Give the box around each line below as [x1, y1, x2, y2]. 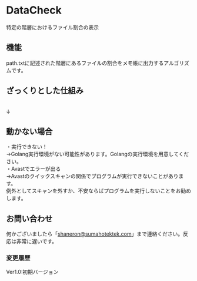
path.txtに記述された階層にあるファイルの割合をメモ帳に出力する [6, 59, 164, 67]
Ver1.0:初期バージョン [6, 269, 59, 276]
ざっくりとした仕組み [6, 86, 84, 96]
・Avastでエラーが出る [6, 166, 61, 173]
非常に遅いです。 [16, 238, 58, 245]
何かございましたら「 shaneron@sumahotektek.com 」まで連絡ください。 [6, 230, 183, 237]
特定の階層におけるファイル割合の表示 [6, 24, 99, 31]
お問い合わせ [6, 213, 53, 224]
